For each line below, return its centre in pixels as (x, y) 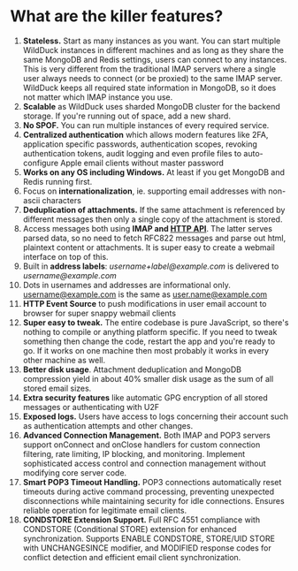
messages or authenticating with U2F (91, 407)
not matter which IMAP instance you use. (98, 97)
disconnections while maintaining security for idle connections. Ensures (154, 500)
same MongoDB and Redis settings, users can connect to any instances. (155, 59)
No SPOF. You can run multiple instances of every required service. (146, 125)
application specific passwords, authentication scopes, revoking (140, 144)
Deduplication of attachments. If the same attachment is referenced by (154, 209)
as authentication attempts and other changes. (108, 425)
